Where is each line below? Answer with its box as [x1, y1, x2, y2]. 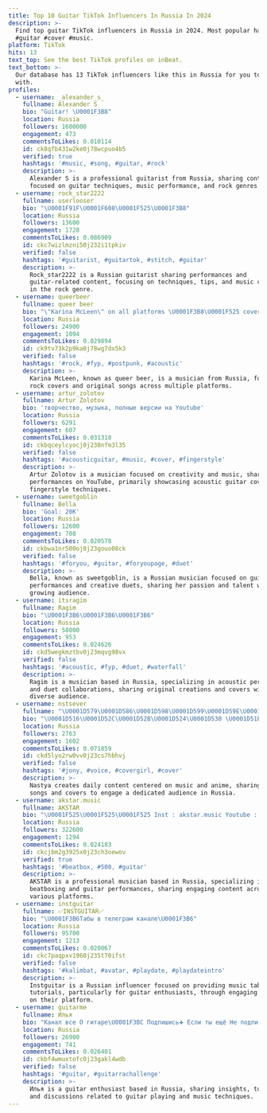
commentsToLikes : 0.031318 [22, 433, 112, 442]
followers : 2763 [22, 729, 77, 737]
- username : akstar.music [15, 796, 102, 804]
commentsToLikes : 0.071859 [22, 744, 112, 752]
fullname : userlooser [22, 197, 94, 205]
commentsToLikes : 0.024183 [22, 841, 112, 849]
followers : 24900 [22, 322, 80, 330]
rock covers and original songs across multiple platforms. [29, 381, 233, 390]
